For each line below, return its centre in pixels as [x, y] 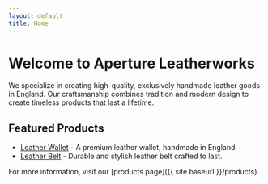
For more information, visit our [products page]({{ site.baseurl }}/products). [134, 172]
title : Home [28, 23]
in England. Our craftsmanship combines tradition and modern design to [129, 94]
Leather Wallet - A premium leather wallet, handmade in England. [128, 148]
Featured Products [56, 128]
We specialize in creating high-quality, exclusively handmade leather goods [134, 86]
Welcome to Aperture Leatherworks [132, 63]
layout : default [36, 16]
